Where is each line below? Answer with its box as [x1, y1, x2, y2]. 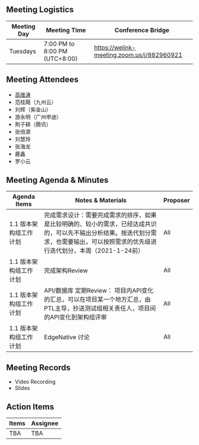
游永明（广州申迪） [14, 113, 62, 120]
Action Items [6, 402, 54, 412]
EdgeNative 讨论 [44, 333, 90, 341]
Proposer [163, 196, 190, 205]
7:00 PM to [43, 40, 75, 48]
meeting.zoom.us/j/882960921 [94, 50, 182, 59]
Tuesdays [9, 47, 37, 55]
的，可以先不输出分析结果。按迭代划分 [44, 229, 151, 237]
